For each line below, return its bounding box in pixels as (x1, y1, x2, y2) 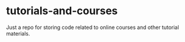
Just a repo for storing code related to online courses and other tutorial (6, 24, 179, 31)
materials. (6, 30, 31, 37)
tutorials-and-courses (6, 4, 118, 18)
